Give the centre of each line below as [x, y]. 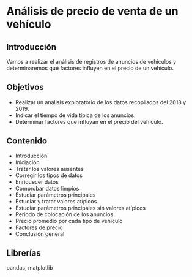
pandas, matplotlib [30, 268]
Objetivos [25, 87]
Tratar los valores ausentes [49, 169]
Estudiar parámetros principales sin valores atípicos [80, 208]
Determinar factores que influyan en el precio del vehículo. [89, 121]
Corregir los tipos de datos [49, 175]
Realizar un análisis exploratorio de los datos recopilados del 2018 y [101, 102]
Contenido [27, 141]
